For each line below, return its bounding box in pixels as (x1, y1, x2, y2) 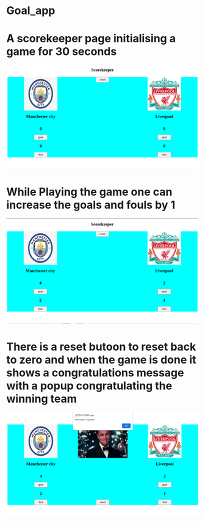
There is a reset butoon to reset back (6, 340, 196, 354)
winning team (6, 392, 77, 406)
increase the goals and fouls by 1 (6, 198, 176, 212)
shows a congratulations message (6, 365, 184, 379)
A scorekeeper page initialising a (6, 32, 176, 46)
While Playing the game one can (6, 185, 173, 199)
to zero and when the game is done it (6, 352, 196, 367)
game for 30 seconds (6, 45, 117, 59)
